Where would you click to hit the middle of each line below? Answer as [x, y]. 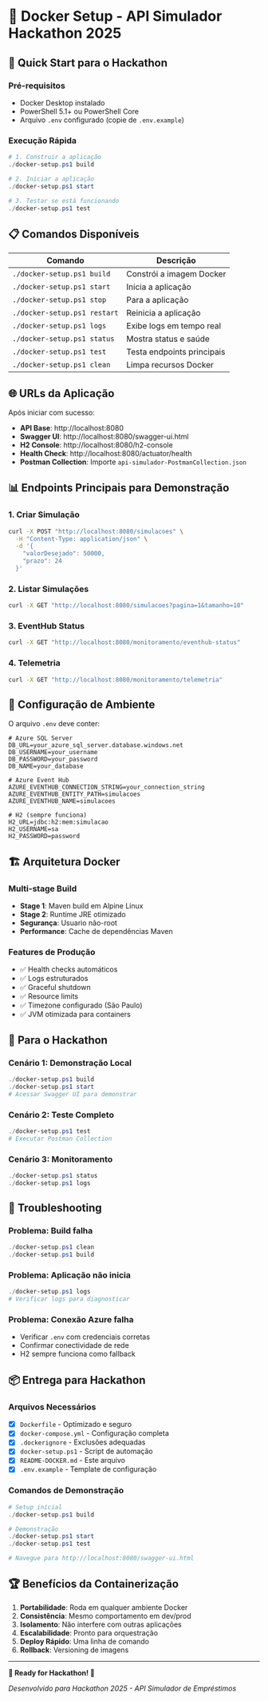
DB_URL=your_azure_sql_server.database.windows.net [96, 745]
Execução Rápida [43, 141]
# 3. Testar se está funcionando [64, 201]
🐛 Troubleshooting [55, 1208]
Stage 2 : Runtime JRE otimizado [73, 914]
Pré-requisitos [37, 85]
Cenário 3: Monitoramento [61, 1159]
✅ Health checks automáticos [69, 969]
